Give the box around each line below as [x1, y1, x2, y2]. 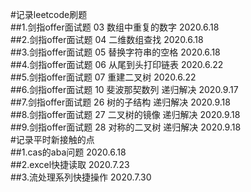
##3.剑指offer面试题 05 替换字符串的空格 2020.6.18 [10, 46, 221, 58]
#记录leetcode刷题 [10, 9, 88, 20]
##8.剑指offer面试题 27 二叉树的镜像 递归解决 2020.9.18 [10, 109, 241, 120]
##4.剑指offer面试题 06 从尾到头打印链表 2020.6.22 [10, 59, 224, 70]
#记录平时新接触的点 [10, 134, 95, 145]
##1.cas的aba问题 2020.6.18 [10, 146, 127, 158]
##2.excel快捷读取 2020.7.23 [10, 159, 130, 170]
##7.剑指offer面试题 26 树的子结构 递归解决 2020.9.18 [10, 96, 231, 108]
